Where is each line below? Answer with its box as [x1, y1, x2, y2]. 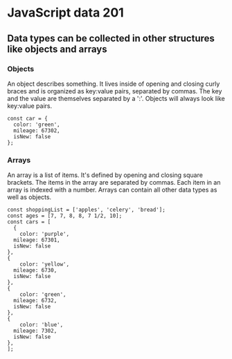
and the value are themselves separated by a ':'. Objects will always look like [7, 94, 225, 102]
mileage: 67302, [13, 127, 60, 134]
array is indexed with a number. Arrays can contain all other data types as [7, 185, 217, 194]
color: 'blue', [19, 322, 64, 329]
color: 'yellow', [19, 261, 70, 268]
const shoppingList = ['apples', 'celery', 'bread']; [7, 206, 166, 214]
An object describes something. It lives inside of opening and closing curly [7, 80, 220, 88]
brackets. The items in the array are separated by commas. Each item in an [7, 178, 221, 187]
